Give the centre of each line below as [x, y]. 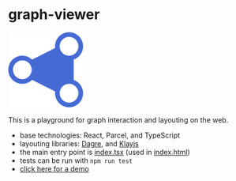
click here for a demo [54, 168]
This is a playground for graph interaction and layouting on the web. [118, 119]
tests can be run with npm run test [76, 160]
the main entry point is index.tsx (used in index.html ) [105, 152]
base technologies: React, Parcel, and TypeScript [99, 135]
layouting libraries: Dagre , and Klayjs [79, 143]
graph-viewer [54, 15]
